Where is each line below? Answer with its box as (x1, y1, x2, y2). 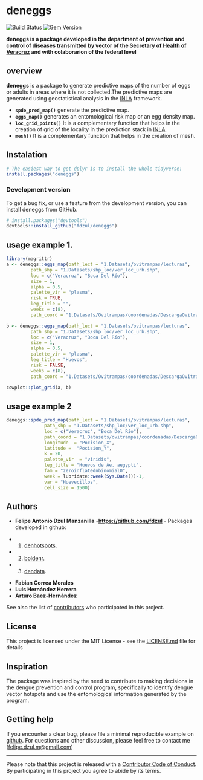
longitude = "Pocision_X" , (44, 440, 115, 446)
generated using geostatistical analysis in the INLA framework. (6, 94, 163, 102)
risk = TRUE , (30, 295, 63, 301)
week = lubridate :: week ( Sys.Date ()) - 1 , (44, 473, 145, 479)
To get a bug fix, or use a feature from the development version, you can (6, 199, 187, 206)
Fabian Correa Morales (14, 579, 74, 587)
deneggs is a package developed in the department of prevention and (6, 35, 185, 42)
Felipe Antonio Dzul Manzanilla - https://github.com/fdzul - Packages (14, 518, 193, 525)
